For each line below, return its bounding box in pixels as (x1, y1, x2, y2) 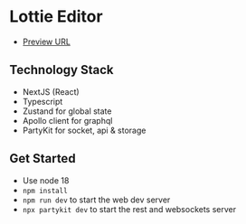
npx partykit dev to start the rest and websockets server (22, 203, 237, 214)
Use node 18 (22, 174, 70, 186)
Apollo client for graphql (22, 115, 113, 126)
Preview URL (22, 36, 71, 47)
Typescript (22, 96, 63, 107)
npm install (22, 186, 68, 195)
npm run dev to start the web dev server (22, 194, 171, 205)
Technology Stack (9, 62, 114, 78)
